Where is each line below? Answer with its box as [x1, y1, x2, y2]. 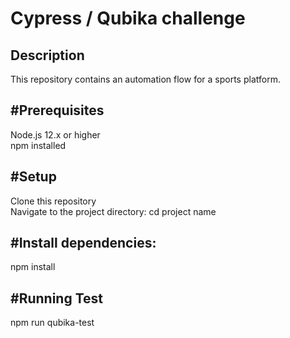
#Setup [10, 168, 57, 186]
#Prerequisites [10, 102, 105, 119]
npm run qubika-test [10, 317, 95, 329]
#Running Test [10, 290, 103, 307]
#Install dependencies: [10, 235, 157, 252]
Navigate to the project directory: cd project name [10, 205, 217, 217]
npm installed [10, 139, 67, 151]
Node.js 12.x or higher [10, 128, 101, 141]
